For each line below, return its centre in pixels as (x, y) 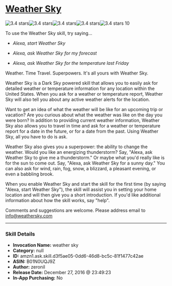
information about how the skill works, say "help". (58, 200)
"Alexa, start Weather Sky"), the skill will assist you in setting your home (81, 189)
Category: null (28, 251)
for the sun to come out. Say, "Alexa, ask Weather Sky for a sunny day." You (85, 163)
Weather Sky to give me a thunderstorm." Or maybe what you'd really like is (85, 157)
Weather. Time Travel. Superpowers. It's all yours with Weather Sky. (77, 73)
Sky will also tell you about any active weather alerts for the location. (78, 99)
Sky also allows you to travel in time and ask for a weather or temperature (83, 126)
